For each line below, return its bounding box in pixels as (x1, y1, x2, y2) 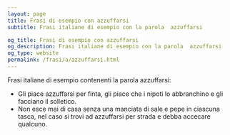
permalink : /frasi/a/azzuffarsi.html (7, 56, 120, 64)
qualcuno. (17, 119, 48, 128)
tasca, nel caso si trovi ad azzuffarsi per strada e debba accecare (17, 112, 211, 121)
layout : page (7, 10, 46, 18)
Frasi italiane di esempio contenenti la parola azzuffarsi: (7, 75, 171, 84)
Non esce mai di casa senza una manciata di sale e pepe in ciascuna (17, 104, 220, 113)
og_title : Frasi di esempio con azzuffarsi (7, 36, 139, 43)
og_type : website (7, 50, 59, 57)
